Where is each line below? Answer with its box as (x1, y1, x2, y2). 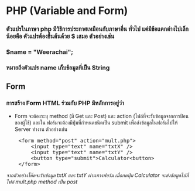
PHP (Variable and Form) (6, 4, 128, 18)
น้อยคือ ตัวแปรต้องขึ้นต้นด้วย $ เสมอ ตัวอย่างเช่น (6, 32, 115, 40)
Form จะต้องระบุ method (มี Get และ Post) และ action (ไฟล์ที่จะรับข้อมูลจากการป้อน (14, 112, 189, 119)
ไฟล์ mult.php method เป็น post (6, 178, 78, 185)
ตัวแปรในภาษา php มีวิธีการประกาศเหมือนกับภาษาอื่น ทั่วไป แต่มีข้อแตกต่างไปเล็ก (6, 25, 189, 33)
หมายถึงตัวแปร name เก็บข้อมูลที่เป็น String (6, 63, 110, 71)
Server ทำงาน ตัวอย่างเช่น (14, 126, 67, 133)
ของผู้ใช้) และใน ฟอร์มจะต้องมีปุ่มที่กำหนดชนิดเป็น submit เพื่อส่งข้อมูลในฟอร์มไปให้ (14, 119, 178, 126)
